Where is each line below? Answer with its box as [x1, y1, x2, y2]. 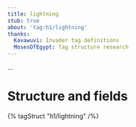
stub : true [7, 17, 40, 24]
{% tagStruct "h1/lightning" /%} [7, 111, 100, 120]
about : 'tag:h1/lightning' [7, 24, 88, 31]
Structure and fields [7, 88, 128, 104]
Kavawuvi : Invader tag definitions [14, 37, 120, 44]
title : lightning [7, 10, 59, 18]
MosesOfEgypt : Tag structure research [14, 44, 130, 51]
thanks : [7, 30, 31, 38]
